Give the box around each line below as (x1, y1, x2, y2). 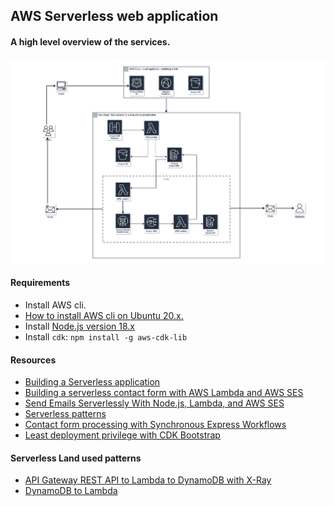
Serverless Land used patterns (10, 452, 142, 464)
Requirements (10, 277, 71, 289)
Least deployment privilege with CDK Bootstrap (24, 429, 221, 441)
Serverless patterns (24, 408, 107, 420)
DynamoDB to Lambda (24, 485, 118, 497)
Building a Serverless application (24, 376, 161, 388)
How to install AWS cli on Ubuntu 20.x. (24, 309, 184, 321)
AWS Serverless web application (10, 8, 219, 25)
